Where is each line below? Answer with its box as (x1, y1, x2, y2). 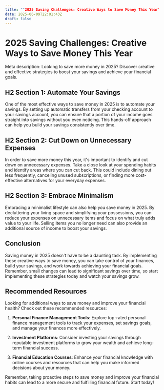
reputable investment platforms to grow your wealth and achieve (12, 340, 143, 346)
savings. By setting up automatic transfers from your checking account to (5, 106, 153, 112)
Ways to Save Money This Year (5, 47, 133, 59)
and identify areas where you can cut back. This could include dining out (5, 167, 152, 173)
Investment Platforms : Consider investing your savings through (12, 335, 141, 341)
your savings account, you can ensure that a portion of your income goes (5, 112, 153, 118)
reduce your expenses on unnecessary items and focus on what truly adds (5, 215, 156, 221)
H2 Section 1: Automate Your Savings (5, 88, 121, 97)
